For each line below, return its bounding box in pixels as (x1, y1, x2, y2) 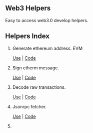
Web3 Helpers (5, 4, 51, 13)
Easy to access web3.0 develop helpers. (5, 17, 88, 23)
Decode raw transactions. (12, 84, 66, 90)
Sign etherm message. (12, 65, 59, 71)
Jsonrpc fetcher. (12, 103, 47, 109)
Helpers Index (5, 32, 50, 41)
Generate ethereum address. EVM (12, 45, 83, 51)
